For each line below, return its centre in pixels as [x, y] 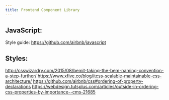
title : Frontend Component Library [43, 10]
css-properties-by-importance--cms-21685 [50, 92]
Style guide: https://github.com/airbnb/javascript [56, 42]
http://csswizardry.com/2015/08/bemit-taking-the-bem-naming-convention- [84, 71]
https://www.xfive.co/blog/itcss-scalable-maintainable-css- [100, 76]
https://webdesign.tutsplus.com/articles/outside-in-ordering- [95, 87]
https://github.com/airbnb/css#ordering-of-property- [88, 81]
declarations [18, 87]
